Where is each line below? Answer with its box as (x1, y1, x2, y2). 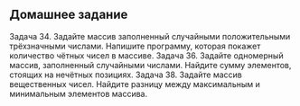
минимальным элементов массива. (9, 88, 147, 99)
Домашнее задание (9, 7, 128, 22)
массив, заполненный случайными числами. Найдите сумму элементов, (9, 59, 292, 70)
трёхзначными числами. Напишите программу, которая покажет (9, 40, 261, 51)
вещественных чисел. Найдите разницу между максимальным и (9, 78, 260, 89)
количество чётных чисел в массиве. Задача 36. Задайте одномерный (9, 49, 284, 61)
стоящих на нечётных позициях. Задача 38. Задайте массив (9, 69, 242, 80)
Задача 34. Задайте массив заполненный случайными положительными (9, 31, 291, 41)
